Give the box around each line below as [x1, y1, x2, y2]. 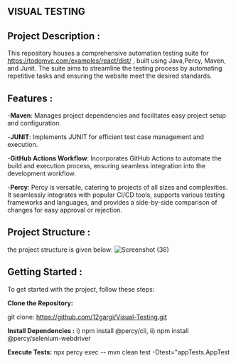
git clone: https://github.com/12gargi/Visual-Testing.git [7, 312, 167, 321]
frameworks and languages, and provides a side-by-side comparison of [7, 198, 218, 207]
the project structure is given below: [7, 245, 113, 254]
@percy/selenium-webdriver [7, 334, 91, 342]
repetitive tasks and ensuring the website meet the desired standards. [7, 71, 212, 81]
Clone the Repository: [7, 299, 73, 307]
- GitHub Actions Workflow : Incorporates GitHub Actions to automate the [7, 154, 222, 163]
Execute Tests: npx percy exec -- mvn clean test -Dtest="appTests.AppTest [7, 347, 230, 356]
